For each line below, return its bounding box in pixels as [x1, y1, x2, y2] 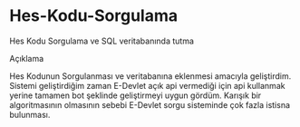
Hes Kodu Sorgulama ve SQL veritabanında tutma [9, 35, 195, 46]
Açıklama [9, 53, 44, 63]
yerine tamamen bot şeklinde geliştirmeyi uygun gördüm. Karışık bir [9, 90, 262, 101]
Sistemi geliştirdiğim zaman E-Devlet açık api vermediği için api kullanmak [9, 80, 285, 91]
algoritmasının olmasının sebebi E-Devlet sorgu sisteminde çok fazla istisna [9, 99, 291, 110]
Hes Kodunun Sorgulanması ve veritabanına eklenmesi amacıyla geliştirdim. [9, 70, 292, 82]
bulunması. [9, 109, 51, 120]
